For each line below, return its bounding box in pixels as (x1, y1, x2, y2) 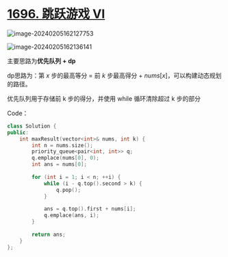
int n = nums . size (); (31, 142, 94, 149)
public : (7, 129, 29, 136)
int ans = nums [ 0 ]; (31, 161, 88, 168)
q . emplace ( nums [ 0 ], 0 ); (31, 155, 99, 162)
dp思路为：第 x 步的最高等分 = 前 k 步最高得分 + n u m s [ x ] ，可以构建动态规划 (7, 71, 222, 79)
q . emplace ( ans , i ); (43, 212, 99, 219)
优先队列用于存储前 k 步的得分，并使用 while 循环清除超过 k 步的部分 (7, 94, 201, 103)
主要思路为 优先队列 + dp (7, 56, 76, 65)
